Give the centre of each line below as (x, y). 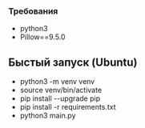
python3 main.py (48, 116)
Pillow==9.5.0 (42, 37)
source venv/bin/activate (61, 90)
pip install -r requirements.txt (68, 107)
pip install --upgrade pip (60, 98)
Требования (33, 11)
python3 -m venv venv (57, 82)
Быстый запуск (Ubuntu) (73, 62)
